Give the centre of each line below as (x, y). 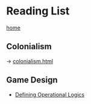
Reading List (38, 11)
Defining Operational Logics (50, 94)
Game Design (32, 80)
